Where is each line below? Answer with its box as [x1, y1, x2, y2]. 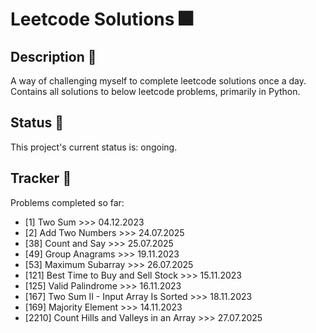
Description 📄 [10, 48, 97, 65]
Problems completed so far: [10, 196, 125, 208]
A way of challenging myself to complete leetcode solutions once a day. [10, 75, 307, 87]
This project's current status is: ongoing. [10, 141, 178, 153]
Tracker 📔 [10, 170, 72, 187]
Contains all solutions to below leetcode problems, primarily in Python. [10, 86, 301, 97]
